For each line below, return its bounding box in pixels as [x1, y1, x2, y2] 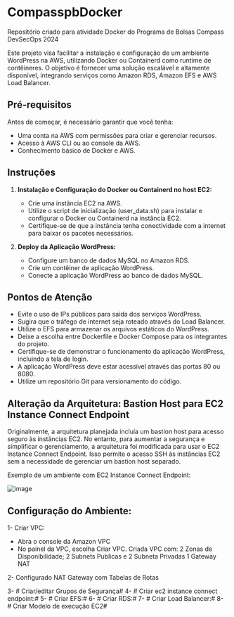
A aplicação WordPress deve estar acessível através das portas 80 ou [17, 362, 221, 371]
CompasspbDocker [7, 4, 123, 20]
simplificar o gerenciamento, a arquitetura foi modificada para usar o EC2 [7, 443, 220, 451]
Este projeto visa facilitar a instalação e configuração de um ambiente [7, 49, 209, 57]
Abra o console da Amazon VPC [17, 538, 111, 545]
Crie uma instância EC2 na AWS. [27, 198, 122, 208]
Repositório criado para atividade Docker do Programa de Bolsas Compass [7, 27, 224, 36]
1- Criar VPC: [7, 523, 46, 532]
